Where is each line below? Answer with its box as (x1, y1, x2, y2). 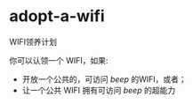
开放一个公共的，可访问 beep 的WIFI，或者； (21, 73, 187, 85)
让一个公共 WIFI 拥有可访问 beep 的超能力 (21, 85, 176, 95)
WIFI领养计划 (9, 36, 58, 47)
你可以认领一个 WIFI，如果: (9, 55, 109, 65)
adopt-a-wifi (9, 6, 105, 26)
